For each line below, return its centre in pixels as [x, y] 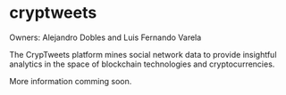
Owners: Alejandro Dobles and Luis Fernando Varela [105, 37]
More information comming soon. [71, 81]
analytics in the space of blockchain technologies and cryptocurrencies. [142, 64]
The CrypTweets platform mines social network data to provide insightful [143, 54]
